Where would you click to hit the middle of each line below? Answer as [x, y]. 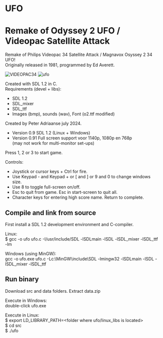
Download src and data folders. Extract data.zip [53, 291]
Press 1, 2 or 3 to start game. [34, 153]
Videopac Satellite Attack [58, 41]
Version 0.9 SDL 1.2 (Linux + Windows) [51, 133]
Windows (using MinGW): [31, 253]
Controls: [14, 162]
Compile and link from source [51, 213]
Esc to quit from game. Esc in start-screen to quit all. [65, 192]
